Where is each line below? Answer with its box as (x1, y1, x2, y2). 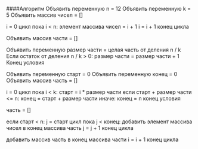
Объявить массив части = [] (6, 35, 78, 41)
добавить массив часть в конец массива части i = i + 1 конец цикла (6, 136, 179, 143)
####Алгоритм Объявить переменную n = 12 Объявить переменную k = (6, 5, 191, 12)
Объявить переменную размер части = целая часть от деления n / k (6, 46, 181, 53)
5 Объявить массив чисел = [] (6, 11, 83, 19)
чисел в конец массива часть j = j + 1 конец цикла (6, 124, 134, 131)
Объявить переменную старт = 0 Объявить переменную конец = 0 (6, 71, 178, 77)
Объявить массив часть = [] (6, 77, 78, 84)
